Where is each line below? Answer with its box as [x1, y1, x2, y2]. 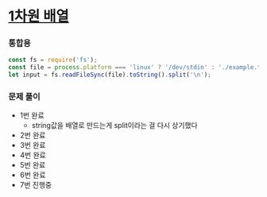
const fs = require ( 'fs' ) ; [8, 56, 98, 64]
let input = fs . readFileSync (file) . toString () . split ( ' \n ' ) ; [8, 71, 212, 79]
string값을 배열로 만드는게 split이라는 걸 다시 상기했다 [31, 121, 198, 130]
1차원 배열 [8, 7, 69, 25]
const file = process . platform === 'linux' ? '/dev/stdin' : [8, 64, 215, 71]
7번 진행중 [19, 180, 52, 190]
